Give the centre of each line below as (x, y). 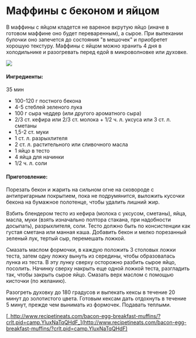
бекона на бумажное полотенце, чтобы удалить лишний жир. (83, 202)
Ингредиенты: (25, 76)
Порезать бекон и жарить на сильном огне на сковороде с (80, 190)
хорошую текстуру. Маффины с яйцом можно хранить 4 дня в (84, 46)
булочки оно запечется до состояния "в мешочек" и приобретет (87, 39)
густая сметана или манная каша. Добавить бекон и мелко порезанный (96, 232)
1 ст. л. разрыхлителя (41, 138)
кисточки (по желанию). (36, 281)
